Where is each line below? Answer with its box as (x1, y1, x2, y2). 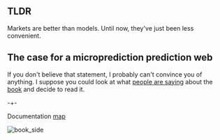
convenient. (7, 31, 41, 40)
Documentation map (7, 111, 66, 120)
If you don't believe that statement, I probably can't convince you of (7, 70, 203, 79)
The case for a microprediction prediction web (7, 52, 213, 63)
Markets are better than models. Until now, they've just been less (7, 24, 194, 32)
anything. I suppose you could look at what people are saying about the (7, 77, 213, 86)
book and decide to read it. (7, 85, 85, 93)
